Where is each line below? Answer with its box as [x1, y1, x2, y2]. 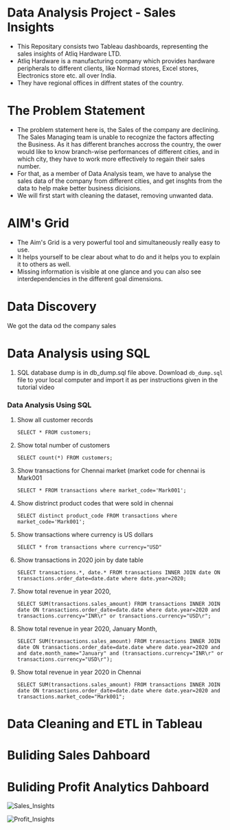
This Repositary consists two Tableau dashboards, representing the [16, 42, 209, 50]
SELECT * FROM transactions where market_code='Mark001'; [16, 487, 187, 494]
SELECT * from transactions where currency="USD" [16, 543, 163, 551]
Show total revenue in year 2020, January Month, [16, 624, 158, 633]
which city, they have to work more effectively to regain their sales [16, 155, 205, 163]
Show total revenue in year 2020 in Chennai [16, 668, 141, 676]
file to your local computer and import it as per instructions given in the [16, 375, 218, 384]
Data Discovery [7, 299, 97, 314]
